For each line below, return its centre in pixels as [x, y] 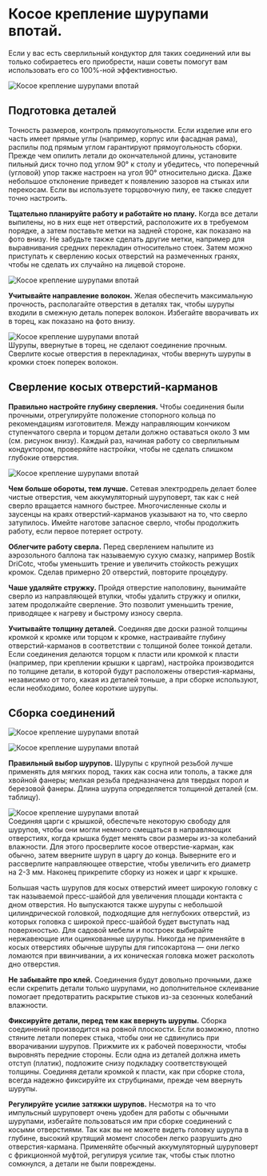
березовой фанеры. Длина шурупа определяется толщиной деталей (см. [133, 789]
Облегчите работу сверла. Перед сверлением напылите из [111, 546]
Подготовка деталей [62, 111]
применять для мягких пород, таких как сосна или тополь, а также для [130, 772]
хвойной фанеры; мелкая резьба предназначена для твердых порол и [129, 780]
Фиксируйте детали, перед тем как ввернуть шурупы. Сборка [118, 1021]
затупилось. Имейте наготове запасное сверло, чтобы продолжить [124, 522]
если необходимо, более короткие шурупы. [83, 688]
